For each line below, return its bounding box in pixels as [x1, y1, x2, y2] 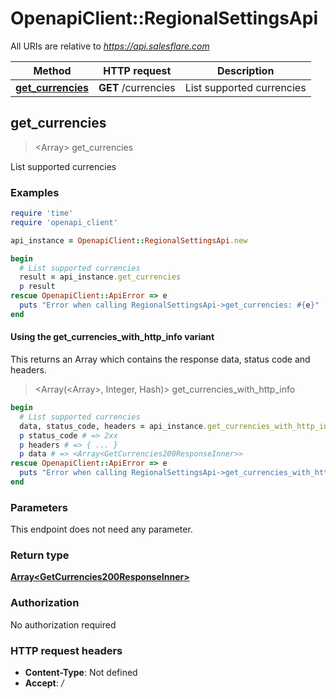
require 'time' [10, 208, 74, 219]
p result [19, 282, 56, 292]
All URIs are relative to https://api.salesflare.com [10, 40, 210, 52]
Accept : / [24, 677, 65, 689]
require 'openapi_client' [10, 217, 118, 227]
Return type [10, 548, 70, 562]
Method [33, 63, 72, 77]
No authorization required [10, 618, 117, 631]
